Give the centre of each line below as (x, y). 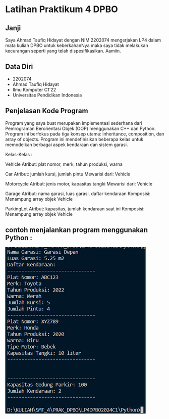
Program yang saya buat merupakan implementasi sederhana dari (74, 123)
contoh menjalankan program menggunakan (76, 230)
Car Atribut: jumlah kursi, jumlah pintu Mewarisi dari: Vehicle (68, 174)
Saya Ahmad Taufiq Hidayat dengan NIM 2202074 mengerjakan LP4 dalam (83, 40)
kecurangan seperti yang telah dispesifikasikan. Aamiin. (63, 51)
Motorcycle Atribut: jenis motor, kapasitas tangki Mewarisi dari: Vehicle (79, 183)
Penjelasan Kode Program (47, 111)
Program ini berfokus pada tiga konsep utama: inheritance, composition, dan (85, 134)
